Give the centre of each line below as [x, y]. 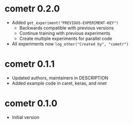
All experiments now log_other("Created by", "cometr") [70, 43]
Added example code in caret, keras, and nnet [59, 83]
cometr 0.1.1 [30, 64]
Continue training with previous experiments [65, 33]
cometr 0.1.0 [31, 103]
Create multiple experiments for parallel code [66, 38]
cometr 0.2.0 [32, 9]
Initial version [25, 117]
